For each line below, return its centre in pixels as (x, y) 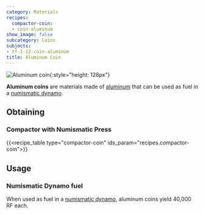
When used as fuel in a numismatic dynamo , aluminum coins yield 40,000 (99, 199)
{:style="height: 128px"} (80, 74)
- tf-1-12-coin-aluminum (38, 52)
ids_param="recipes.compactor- (149, 143)
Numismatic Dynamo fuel (45, 185)
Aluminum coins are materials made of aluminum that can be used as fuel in (102, 87)
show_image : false (30, 35)
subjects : (19, 46)
